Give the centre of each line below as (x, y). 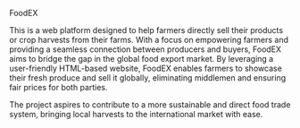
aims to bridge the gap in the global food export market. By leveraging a (142, 59)
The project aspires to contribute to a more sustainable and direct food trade (150, 105)
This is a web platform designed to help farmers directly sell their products (146, 30)
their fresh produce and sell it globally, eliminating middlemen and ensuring (148, 78)
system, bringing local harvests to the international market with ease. (136, 114)
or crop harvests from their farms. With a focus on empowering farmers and (149, 40)
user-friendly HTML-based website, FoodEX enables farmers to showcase (146, 68)
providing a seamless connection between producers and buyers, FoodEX (146, 49)
